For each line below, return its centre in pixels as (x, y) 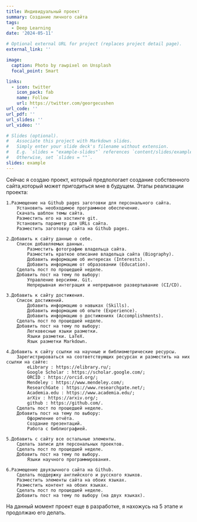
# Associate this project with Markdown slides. (69, 141)
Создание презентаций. (55, 423)
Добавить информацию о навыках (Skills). (79, 306)
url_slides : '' (25, 120)
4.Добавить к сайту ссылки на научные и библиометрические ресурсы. (91, 352)
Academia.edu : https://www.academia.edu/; (81, 393)
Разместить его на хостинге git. (57, 218)
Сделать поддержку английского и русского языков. (80, 475)
